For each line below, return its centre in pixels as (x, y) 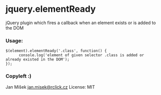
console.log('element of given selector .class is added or (81, 55)
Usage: (14, 40)
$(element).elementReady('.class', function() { (56, 51)
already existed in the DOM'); (38, 60)
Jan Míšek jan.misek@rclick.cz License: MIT (50, 87)
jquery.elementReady (51, 9)
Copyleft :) (18, 76)
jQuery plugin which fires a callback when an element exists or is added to (81, 23)
